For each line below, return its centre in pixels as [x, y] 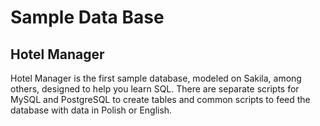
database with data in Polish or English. [91, 110]
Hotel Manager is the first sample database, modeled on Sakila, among [156, 78]
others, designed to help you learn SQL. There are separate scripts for [155, 89]
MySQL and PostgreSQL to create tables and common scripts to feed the [160, 99]
